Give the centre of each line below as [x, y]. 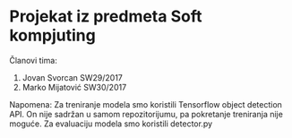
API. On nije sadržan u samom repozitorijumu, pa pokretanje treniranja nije [146, 114]
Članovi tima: [34, 60]
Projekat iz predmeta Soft [106, 17]
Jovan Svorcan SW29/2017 [73, 77]
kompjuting [52, 35]
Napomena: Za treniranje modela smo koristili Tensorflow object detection [146, 104]
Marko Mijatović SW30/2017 [74, 87]
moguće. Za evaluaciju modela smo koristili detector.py [111, 124]
